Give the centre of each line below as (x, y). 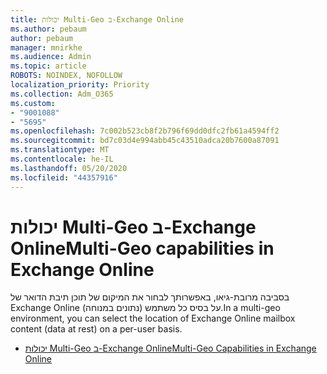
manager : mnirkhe (46, 47)
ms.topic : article (48, 66)
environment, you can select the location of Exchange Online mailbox (153, 318)
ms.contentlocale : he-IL (62, 159)
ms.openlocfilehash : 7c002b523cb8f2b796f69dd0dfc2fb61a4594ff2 (145, 131)
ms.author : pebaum (48, 29)
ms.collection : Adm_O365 (62, 94)
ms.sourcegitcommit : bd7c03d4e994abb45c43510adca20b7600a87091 (145, 141)
